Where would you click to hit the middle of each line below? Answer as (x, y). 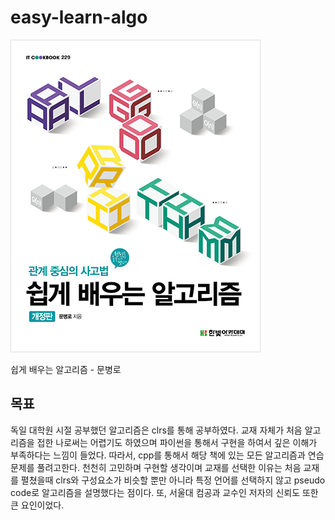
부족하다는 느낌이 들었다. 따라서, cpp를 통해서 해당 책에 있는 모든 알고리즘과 (158, 455)
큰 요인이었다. (37, 505)
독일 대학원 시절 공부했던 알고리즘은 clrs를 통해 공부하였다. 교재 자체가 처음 (156, 430)
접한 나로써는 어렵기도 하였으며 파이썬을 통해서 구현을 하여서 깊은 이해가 (177, 442)
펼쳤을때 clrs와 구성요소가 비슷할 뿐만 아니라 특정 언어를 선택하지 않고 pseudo (173, 480)
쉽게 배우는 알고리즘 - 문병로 (66, 369)
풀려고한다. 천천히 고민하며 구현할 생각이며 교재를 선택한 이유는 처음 (169, 467)
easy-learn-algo (79, 17)
